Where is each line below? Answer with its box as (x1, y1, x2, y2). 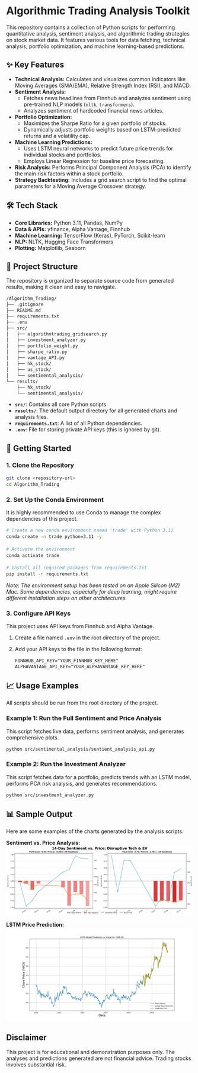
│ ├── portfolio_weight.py (6, 343, 78, 349)
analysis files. (14, 414, 49, 421)
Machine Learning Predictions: (14, 138, 93, 146)
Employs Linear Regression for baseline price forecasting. (23, 157, 165, 164)
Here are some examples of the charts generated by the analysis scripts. (6, 828, 184, 835)
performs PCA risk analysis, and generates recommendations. (6, 780, 158, 787)
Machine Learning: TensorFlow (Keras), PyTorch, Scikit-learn (14, 232, 166, 239)
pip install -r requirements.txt (6, 571, 89, 577)
